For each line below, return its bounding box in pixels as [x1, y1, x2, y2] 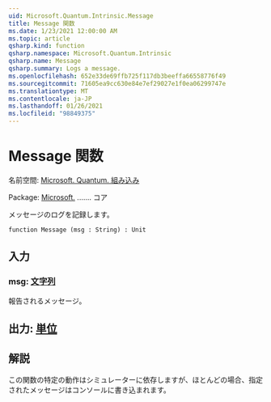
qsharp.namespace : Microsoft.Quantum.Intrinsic [8, 49, 172, 57]
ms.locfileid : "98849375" [8, 110, 95, 118]
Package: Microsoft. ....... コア [8, 192, 108, 202]
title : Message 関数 [8, 19, 75, 28]
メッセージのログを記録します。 [8, 209, 115, 219]
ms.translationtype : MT [8, 87, 89, 95]
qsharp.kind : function [8, 42, 85, 50]
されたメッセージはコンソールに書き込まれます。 [8, 385, 171, 395]
